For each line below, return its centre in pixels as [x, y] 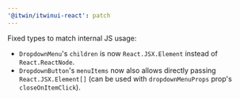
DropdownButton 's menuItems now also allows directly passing [117, 70]
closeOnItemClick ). [50, 87]
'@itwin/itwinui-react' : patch [59, 15]
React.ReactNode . [47, 62]
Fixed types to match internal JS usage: [72, 38]
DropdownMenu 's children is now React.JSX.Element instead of [118, 53]
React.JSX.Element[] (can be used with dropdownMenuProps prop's [126, 78]
